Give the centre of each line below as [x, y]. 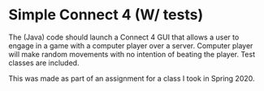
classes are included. [44, 63]
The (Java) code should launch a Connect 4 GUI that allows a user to [124, 37]
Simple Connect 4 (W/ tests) [106, 15]
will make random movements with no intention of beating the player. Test [132, 54]
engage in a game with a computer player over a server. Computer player [131, 45]
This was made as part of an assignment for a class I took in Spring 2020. [132, 78]
